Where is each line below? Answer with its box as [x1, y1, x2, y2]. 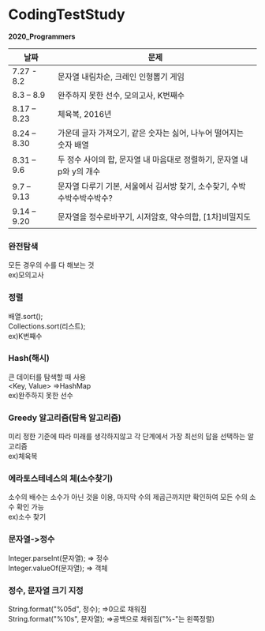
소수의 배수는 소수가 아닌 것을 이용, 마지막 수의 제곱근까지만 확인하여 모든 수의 [8, 492, 248, 502]
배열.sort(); [8, 311, 43, 321]
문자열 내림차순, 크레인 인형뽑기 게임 [58, 71, 185, 82]
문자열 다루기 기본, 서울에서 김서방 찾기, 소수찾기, [58, 180, 230, 191]
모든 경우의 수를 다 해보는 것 [8, 261, 95, 270]
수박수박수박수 [58, 192, 109, 203]
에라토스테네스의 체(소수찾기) [8, 473, 113, 484]
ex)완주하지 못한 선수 [8, 390, 73, 400]
